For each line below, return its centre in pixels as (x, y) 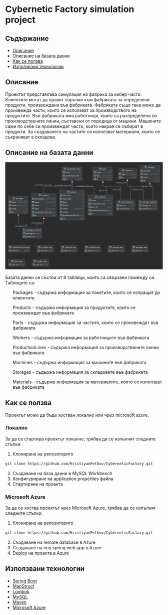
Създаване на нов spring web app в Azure (57, 547)
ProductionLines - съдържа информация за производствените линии (85, 347)
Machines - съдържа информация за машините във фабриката (79, 362)
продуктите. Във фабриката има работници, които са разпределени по (81, 115)
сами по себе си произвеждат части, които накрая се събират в (74, 126)
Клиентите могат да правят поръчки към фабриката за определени (77, 99)
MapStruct (23, 586)
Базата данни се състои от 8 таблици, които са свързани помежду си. (80, 277)
